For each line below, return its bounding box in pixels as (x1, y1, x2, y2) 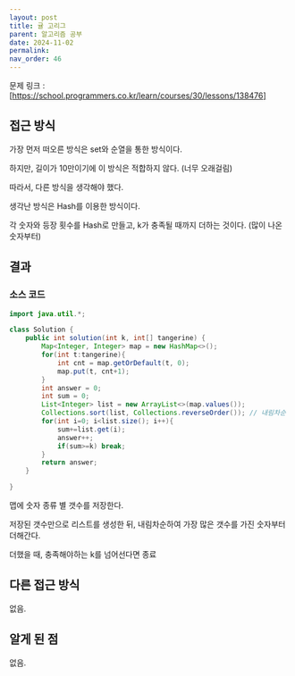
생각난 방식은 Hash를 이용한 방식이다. (9, 200, 141, 211)
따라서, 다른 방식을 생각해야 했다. (9, 181, 124, 192)
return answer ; (41, 458, 98, 467)
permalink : (9, 46, 50, 55)
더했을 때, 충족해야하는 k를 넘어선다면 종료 (9, 549, 157, 559)
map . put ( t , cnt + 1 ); (56, 367, 130, 376)
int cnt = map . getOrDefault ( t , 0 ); (56, 358, 190, 367)
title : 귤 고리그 (9, 21, 67, 30)
